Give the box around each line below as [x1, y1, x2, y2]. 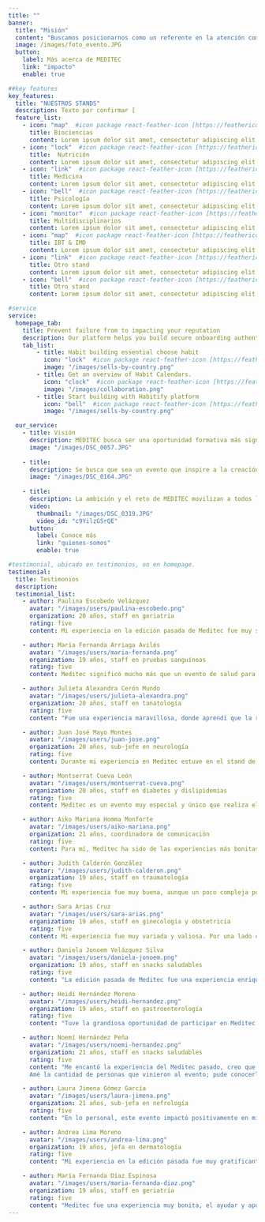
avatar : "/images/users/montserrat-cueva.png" [28, 779, 185, 787]
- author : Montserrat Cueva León [22, 772, 132, 780]
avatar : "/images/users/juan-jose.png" [28, 735, 160, 743]
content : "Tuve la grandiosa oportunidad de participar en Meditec [28, 1020, 256, 1028]
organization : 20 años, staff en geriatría [28, 612, 175, 620]
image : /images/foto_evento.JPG [15, 41, 122, 49]
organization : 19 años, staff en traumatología [28, 874, 189, 882]
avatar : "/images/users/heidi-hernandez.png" [28, 997, 181, 1006]
